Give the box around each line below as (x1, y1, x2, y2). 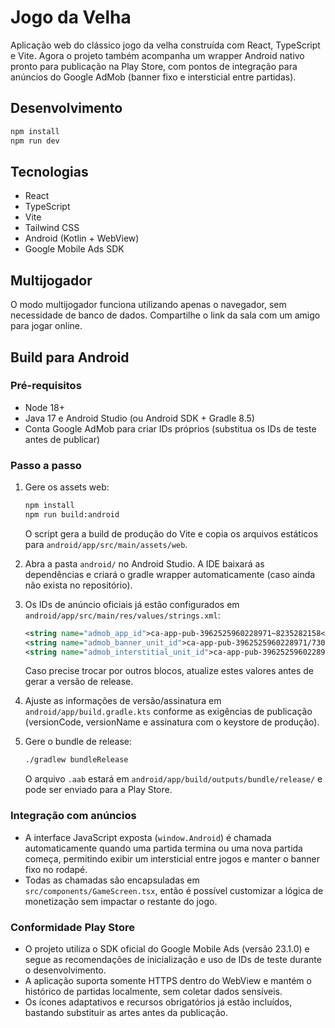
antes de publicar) (24, 433, 101, 445)
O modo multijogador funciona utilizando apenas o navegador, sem (10, 299, 287, 311)
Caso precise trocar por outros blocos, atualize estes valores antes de (24, 665, 315, 677)
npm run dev (10, 136, 60, 146)
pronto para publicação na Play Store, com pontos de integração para (10, 60, 298, 72)
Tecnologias (10, 163, 89, 180)
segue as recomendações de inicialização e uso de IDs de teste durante (24, 953, 322, 965)
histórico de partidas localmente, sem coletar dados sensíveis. (24, 985, 283, 997)
